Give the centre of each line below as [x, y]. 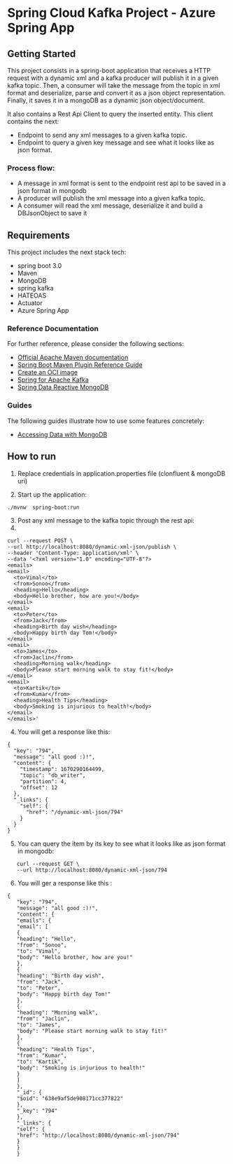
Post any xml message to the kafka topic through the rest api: [106, 520]
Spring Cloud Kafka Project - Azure [111, 13]
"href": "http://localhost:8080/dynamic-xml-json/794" [98, 1135]
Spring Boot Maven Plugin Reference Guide [80, 365]
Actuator [30, 303]
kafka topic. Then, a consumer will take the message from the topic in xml [114, 85]
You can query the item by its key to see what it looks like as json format [121, 843]
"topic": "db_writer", [53, 775]
